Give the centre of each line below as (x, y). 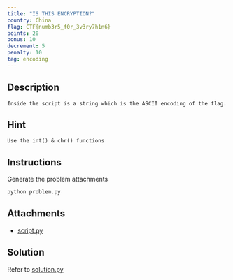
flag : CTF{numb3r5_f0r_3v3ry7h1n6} (59, 27)
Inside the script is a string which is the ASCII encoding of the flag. (117, 103)
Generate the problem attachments (58, 179)
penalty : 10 (24, 53)
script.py (30, 230)
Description (33, 88)
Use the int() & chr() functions (56, 141)
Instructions (34, 162)
